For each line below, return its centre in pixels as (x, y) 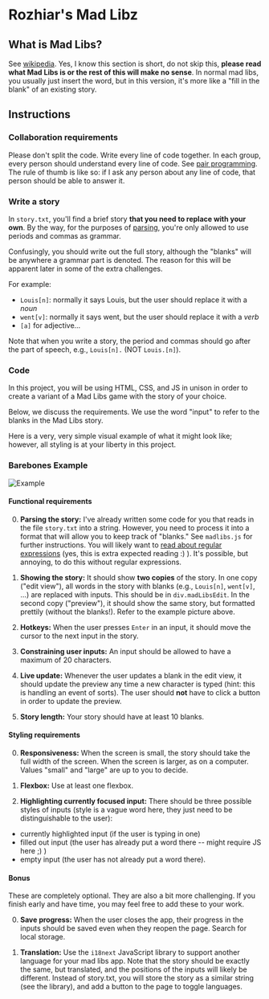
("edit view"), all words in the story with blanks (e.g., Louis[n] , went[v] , (137, 586)
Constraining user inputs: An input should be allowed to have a (125, 651)
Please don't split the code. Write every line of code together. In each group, (134, 155)
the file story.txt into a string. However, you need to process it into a (134, 527)
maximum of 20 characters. (66, 660)
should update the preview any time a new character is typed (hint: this (137, 684)
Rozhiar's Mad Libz (73, 15)
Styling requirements (44, 735)
